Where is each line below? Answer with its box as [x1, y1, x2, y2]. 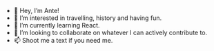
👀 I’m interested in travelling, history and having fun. [13, 14, 162, 22]
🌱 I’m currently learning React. [13, 21, 100, 29]
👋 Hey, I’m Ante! [13, 7, 60, 14]
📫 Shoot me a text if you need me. [13, 37, 113, 44]
